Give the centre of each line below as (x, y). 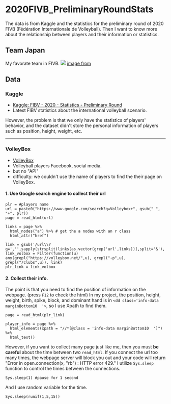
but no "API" (26, 171)
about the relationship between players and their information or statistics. (82, 34)
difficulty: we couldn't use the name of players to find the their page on (87, 176)
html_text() (23, 338)
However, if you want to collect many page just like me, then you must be (82, 347)
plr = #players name (27, 204)
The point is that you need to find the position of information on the (76, 290)
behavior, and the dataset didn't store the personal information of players (82, 125)
